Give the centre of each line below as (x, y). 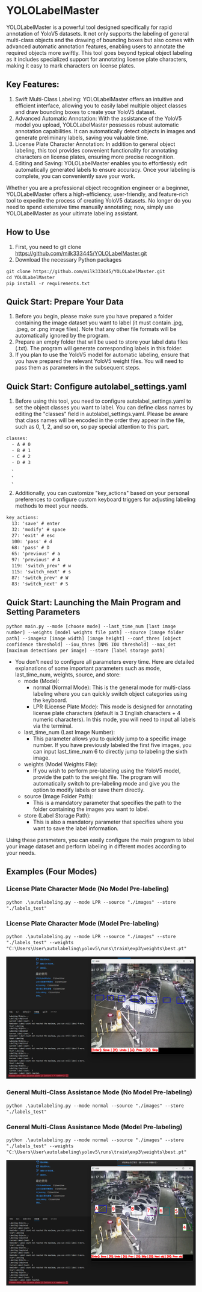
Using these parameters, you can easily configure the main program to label (100, 840)
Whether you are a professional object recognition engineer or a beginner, (98, 187)
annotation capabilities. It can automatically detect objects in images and (105, 131)
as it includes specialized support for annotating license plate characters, (97, 59)
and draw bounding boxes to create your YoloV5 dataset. (85, 112)
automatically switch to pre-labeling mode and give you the (106, 783)
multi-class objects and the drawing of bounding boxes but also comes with (100, 40)
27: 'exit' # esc (33, 536)
